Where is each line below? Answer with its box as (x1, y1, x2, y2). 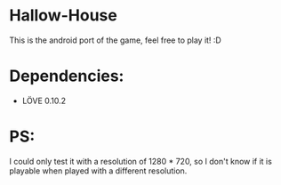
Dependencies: (9, 66, 124, 86)
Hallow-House (9, 5, 117, 26)
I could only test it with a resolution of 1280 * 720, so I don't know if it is (9, 156, 273, 166)
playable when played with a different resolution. (9, 165, 188, 176)
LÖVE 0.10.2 (21, 95, 67, 106)
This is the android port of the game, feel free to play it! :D (9, 35, 222, 45)
